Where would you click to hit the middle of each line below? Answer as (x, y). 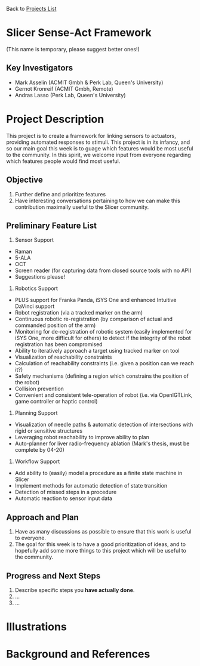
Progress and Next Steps (53, 576)
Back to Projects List (31, 9)
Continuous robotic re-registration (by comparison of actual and (94, 319)
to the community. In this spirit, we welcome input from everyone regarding (99, 155)
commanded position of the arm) (55, 325)
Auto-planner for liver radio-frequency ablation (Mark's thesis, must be (102, 443)
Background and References (78, 654)
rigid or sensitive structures (48, 431)
